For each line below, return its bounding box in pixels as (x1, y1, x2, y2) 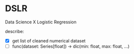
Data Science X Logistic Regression (5, 19, 77, 25)
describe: (5, 28, 24, 34)
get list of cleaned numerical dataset (12, 37, 86, 44)
